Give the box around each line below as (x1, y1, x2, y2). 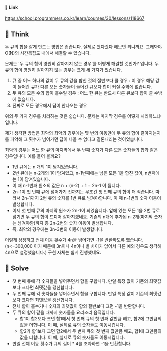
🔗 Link (5, 4, 18, 10)
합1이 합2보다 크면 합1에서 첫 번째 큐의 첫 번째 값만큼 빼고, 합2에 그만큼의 (19, 315, 162, 321)
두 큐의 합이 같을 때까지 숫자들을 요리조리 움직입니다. (12, 309, 115, 315)
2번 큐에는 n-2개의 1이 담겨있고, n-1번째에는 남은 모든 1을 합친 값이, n (12, 170, 148, 176)
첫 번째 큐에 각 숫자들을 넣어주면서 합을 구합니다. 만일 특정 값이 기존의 (12, 278, 148, 284)
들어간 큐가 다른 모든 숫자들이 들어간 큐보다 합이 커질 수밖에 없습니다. (17, 84, 152, 90)
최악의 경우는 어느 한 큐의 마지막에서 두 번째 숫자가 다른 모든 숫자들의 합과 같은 (5, 147, 158, 153)
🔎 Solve (5, 264, 29, 273)
